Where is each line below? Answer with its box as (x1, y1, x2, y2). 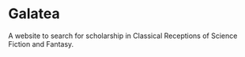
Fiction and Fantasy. (8, 39, 74, 48)
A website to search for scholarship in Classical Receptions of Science (8, 31, 238, 40)
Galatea (8, 5, 61, 23)
